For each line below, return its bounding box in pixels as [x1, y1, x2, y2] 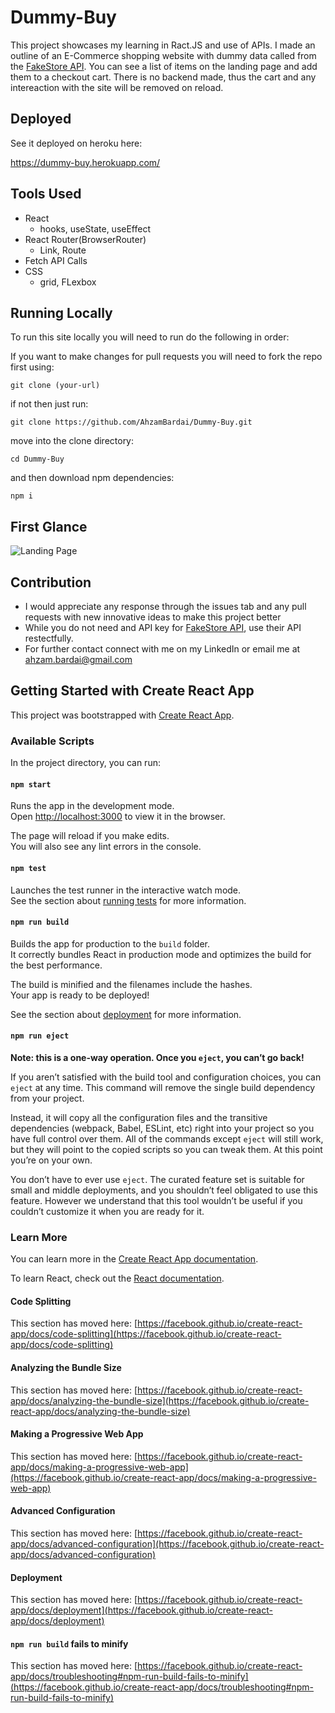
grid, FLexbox [39, 276, 97, 288]
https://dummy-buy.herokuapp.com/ [10, 156, 161, 168]
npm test [10, 863, 47, 873]
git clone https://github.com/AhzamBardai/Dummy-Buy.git [10, 417, 253, 428]
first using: [10, 361, 55, 373]
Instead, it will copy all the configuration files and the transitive [10, 1111, 268, 1123]
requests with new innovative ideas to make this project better [24, 611, 282, 623]
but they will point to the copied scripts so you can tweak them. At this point [10, 1143, 323, 1155]
